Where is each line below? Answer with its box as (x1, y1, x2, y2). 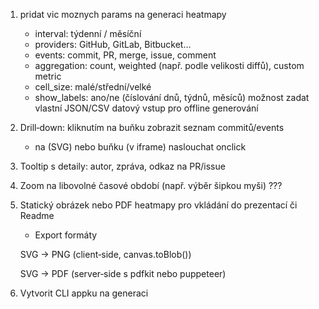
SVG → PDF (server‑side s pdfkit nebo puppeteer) (19, 268, 227, 279)
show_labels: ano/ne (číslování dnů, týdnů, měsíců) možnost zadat (34, 92, 310, 103)
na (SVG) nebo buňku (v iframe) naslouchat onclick (34, 141, 247, 153)
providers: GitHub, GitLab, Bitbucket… (34, 39, 192, 50)
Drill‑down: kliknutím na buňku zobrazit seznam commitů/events (19, 122, 285, 133)
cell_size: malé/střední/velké (34, 81, 152, 93)
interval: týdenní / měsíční (34, 28, 142, 39)
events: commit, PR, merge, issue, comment (34, 49, 217, 61)
